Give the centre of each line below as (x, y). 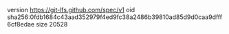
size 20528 (52, 24)
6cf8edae (21, 24)
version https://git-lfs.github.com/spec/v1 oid (71, 10)
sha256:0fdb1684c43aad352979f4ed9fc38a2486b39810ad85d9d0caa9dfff (115, 17)
